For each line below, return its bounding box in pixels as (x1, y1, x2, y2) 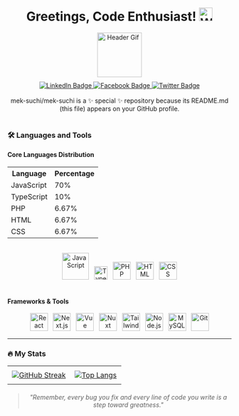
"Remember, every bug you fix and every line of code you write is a (29, 392, 228, 401)
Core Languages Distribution (7, 151, 95, 159)
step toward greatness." (93, 400, 164, 409)
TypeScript (11, 192, 48, 202)
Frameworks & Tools (7, 297, 69, 305)
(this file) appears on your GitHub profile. (59, 104, 180, 113)
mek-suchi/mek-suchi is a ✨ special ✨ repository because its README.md (10, 96, 229, 105)
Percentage (54, 168, 95, 178)
